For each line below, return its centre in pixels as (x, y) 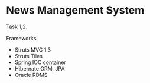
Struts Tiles (29, 56)
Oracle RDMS (31, 75)
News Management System (75, 10)
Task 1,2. (17, 27)
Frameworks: (22, 38)
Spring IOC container (40, 62)
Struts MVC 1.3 (33, 50)
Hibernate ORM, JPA (40, 68)
